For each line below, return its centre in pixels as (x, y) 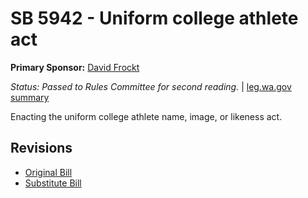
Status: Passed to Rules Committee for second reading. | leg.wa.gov (151, 86)
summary (30, 97)
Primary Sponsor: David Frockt (75, 67)
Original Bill (48, 172)
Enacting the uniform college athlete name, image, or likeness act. (146, 116)
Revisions (41, 148)
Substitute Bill (53, 183)
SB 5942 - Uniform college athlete (154, 18)
